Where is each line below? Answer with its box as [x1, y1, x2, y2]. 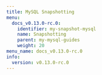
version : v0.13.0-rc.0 [12, 59, 69, 65]
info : [6, 54, 20, 60]
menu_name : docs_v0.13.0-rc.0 [6, 48, 83, 54]
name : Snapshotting [17, 31, 67, 37]
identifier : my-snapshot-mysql [17, 25, 97, 32]
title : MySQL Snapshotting [6, 8, 75, 15]
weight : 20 [17, 43, 45, 49]
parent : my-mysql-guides [17, 37, 80, 43]
